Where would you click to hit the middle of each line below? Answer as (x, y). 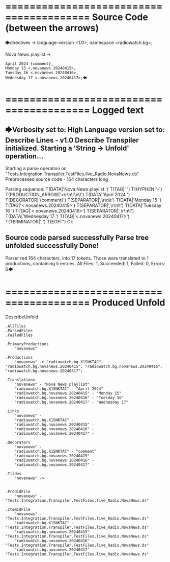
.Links (12, 411)
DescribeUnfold (22, 317)
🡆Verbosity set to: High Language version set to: (85, 130)
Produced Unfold (129, 302)
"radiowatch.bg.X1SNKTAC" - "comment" (55, 451)
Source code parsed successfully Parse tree (77, 238)
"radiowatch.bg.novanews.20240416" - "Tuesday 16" (69, 397)
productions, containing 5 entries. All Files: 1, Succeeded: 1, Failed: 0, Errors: (85, 263)
